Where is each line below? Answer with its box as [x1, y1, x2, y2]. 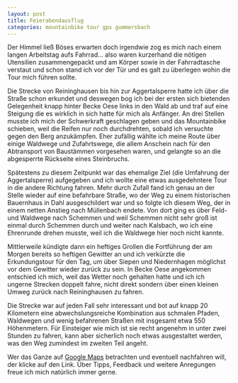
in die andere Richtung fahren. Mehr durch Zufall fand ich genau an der [7, 184, 215, 192]
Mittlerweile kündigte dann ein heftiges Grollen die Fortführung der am [7, 243, 212, 251]
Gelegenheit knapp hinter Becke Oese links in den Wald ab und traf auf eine [7, 102, 229, 111]
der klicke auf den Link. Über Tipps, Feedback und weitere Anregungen [7, 360, 216, 369]
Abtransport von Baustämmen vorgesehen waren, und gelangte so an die [7, 147, 221, 156]
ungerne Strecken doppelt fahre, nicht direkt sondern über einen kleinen [7, 280, 219, 289]
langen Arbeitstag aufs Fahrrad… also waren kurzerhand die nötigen [7, 50, 207, 59]
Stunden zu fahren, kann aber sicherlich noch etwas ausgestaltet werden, [7, 331, 223, 340]
